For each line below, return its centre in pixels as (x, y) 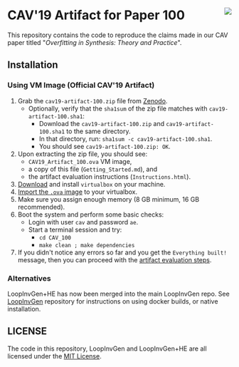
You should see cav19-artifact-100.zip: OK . (105, 146)
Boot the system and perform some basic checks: (91, 214)
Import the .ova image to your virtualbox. (77, 192)
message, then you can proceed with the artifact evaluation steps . (115, 259)
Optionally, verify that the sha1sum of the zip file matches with (118, 108)
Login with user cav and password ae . (83, 222)
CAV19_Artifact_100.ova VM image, (80, 161)
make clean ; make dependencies (87, 245)
